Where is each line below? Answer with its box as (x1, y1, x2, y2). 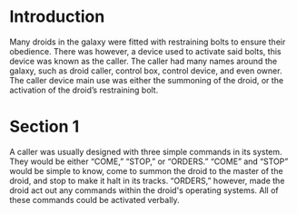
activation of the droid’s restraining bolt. (9, 84, 159, 95)
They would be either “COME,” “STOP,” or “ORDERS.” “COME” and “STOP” (9, 156, 289, 167)
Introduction (9, 6, 105, 27)
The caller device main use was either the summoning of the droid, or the (9, 74, 284, 85)
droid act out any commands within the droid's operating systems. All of (9, 184, 279, 196)
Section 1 (9, 116, 80, 137)
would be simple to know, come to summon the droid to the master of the (9, 165, 283, 176)
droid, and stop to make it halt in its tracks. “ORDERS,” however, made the (9, 175, 285, 186)
